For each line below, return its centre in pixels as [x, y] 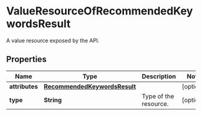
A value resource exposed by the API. [53, 40]
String [53, 100]
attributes [23, 87]
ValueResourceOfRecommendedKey [100, 11]
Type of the [158, 96]
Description [159, 76]
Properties [26, 59]
